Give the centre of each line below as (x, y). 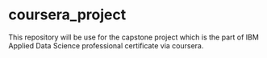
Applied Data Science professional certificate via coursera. (106, 45)
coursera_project (67, 15)
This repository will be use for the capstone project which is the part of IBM (134, 37)
